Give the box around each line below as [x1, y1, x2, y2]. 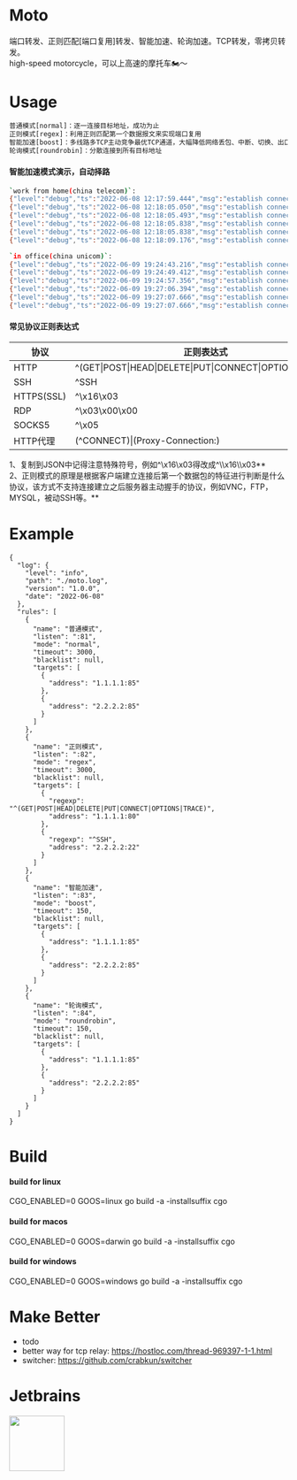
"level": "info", [25, 568, 89, 578]
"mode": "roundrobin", [32, 1016, 117, 1025]
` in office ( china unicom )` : [9, 251, 113, 261]
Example [9, 524, 74, 544]
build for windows [9, 1256, 77, 1267]
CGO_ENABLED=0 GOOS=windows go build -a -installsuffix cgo [9, 1276, 243, 1286]
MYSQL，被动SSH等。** [9, 493, 100, 503]
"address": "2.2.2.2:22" [48, 842, 141, 852]
